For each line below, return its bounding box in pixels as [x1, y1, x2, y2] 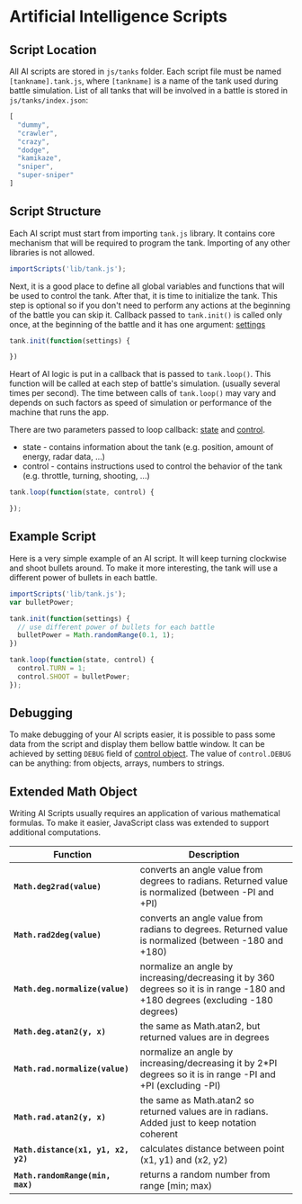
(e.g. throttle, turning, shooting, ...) [22, 471, 150, 481]
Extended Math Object [9, 784, 138, 799]
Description [188, 849, 240, 861]
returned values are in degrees [139, 1031, 270, 1044]
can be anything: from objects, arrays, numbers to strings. [9, 758, 225, 768]
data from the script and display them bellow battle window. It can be [9, 739, 265, 750]
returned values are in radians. [139, 1105, 269, 1118]
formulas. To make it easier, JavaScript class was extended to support [9, 817, 270, 829]
